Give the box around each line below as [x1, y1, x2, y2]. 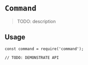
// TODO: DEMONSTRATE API [5, 55, 59, 60]
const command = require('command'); [5, 46, 84, 51]
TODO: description [17, 18, 56, 24]
